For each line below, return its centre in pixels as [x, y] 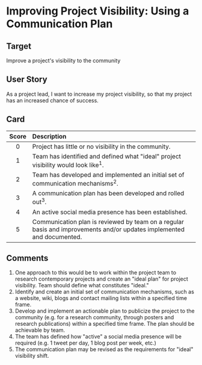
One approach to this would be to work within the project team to [95, 273]
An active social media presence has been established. [110, 212]
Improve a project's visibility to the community [63, 61]
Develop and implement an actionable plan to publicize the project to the [105, 311]
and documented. [57, 237]
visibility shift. [32, 356]
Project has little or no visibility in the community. [101, 146]
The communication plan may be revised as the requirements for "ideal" [104, 349]
